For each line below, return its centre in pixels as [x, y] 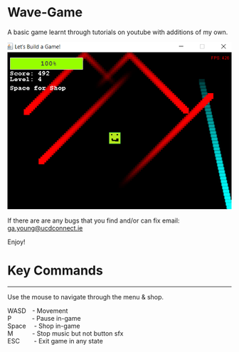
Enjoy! [17, 242]
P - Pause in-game [44, 318]
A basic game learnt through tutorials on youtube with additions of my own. [118, 32]
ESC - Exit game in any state [55, 341]
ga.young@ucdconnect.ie [45, 228]
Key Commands [55, 271]
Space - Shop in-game [44, 326]
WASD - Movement [38, 311]
